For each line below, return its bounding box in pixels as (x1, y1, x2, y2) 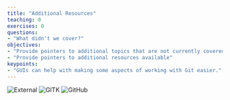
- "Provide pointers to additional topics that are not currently (7, 48, 201, 55)
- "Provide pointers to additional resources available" (7, 54, 173, 61)
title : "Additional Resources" (7, 10, 97, 17)
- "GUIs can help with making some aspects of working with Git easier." (7, 67, 222, 73)
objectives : (7, 41, 41, 48)
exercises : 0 (7, 22, 44, 29)
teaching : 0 (7, 16, 41, 23)
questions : (7, 29, 38, 36)
